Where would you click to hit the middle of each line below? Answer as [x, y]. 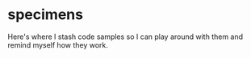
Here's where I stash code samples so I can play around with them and [125, 37]
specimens [46, 15]
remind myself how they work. [58, 44]
